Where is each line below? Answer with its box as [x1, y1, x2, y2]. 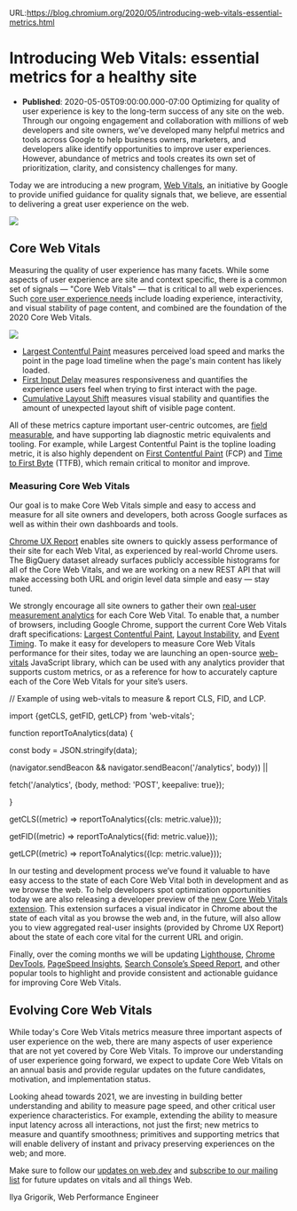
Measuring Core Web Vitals [9, 479, 130, 492]
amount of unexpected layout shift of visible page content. [21, 402, 236, 413]
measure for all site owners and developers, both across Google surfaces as [9, 509, 288, 520]
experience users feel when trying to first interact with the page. [21, 383, 257, 394]
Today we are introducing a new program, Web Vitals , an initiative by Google [9, 180, 288, 190]
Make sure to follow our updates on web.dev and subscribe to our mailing [9, 1165, 278, 1175]
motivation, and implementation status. [9, 1073, 152, 1084]
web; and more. [9, 1147, 66, 1159]
